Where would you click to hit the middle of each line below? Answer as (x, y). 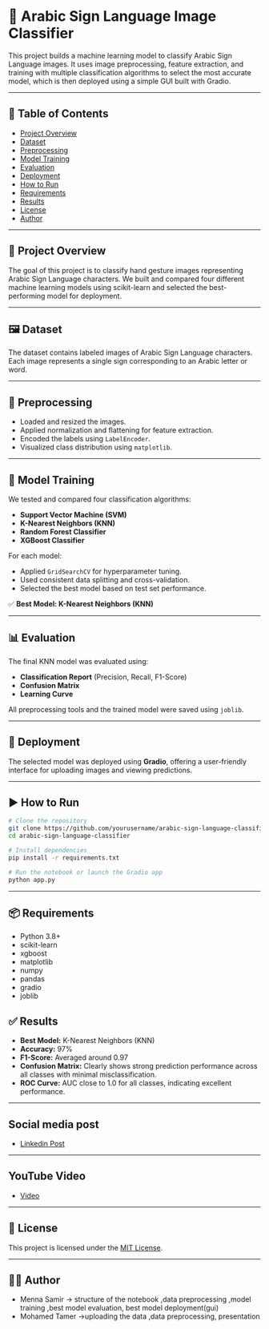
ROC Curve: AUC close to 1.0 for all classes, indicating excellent (126, 1083)
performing (27, 296)
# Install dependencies (48, 851)
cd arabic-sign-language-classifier (69, 836)
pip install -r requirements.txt (64, 858)
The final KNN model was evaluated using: (78, 661)
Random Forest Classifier (63, 532)
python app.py (32, 880)
